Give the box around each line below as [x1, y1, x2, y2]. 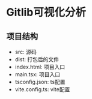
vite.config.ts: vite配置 [14, 86, 70, 93]
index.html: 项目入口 [14, 64, 66, 70]
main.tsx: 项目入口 [14, 71, 61, 78]
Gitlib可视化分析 [6, 5, 86, 19]
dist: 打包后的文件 [14, 56, 59, 63]
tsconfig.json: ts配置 [14, 79, 66, 85]
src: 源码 [14, 49, 37, 55]
